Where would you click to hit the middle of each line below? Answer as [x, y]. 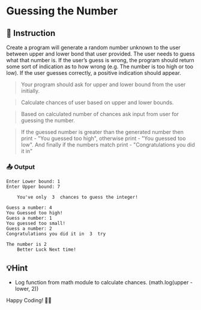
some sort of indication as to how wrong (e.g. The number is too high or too [100, 66]
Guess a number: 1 [29, 218]
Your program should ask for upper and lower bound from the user [103, 84]
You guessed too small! [36, 224]
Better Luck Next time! [47, 250]
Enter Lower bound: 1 [33, 182]
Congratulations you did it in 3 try [56, 234]
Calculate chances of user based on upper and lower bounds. [97, 102]
